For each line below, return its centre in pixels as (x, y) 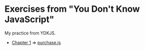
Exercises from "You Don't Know (72, 9)
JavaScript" (30, 19)
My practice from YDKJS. (30, 33)
